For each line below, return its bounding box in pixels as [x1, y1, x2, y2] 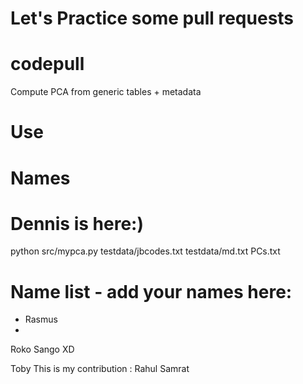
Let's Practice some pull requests [10, 7, 295, 30]
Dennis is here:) [10, 212, 144, 235]
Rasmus [24, 313, 58, 326]
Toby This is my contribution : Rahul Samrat [10, 363, 190, 375]
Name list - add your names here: [10, 280, 293, 303]
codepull [10, 53, 85, 76]
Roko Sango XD [10, 343, 75, 356]
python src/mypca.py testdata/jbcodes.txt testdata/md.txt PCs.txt [10, 245, 281, 257]
